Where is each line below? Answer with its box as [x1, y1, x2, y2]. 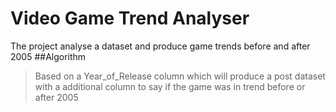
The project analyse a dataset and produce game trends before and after [10, 40, 311, 52]
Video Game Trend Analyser [10, 7, 250, 30]
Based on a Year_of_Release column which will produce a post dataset [34, 70, 326, 82]
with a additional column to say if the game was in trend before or [34, 80, 306, 92]
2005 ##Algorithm [10, 50, 87, 62]
